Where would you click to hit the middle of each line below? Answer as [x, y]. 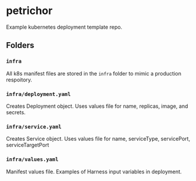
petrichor [29, 11]
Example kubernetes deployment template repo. [64, 27]
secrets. [16, 112]
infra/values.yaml [32, 160]
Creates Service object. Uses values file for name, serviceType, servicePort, [98, 139]
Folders [20, 45]
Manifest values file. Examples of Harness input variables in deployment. [94, 172]
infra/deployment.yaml [38, 94]
